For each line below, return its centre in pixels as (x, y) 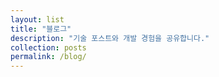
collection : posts (48, 47)
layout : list (37, 19)
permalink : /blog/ (48, 57)
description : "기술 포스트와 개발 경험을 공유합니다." (110, 38)
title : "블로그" (41, 29)
